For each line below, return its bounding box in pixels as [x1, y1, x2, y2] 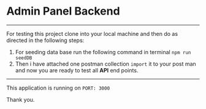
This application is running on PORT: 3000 [6, 84, 110, 91]
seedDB [15, 55, 32, 61]
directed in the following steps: [6, 37, 85, 44]
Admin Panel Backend [6, 4, 121, 18]
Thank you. [6, 96, 35, 103]
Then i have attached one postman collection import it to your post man [15, 60, 196, 68]
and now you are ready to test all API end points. [15, 66, 139, 74]
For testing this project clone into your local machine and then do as [6, 30, 178, 37]
